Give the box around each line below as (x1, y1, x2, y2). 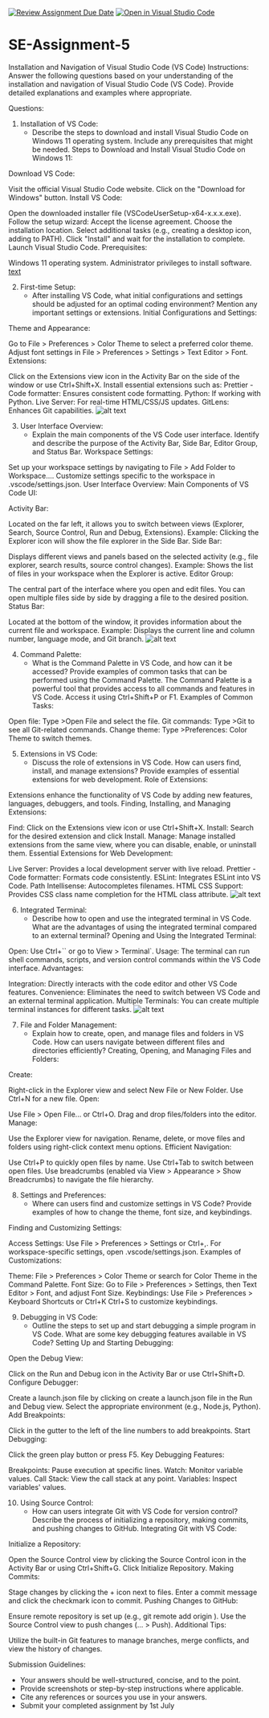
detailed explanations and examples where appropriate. (8, 88, 193, 97)
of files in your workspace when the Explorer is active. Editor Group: (8, 569, 234, 578)
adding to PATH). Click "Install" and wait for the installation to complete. (8, 234, 246, 243)
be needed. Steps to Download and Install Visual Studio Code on (31, 145, 246, 154)
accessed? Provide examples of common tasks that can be (31, 667, 227, 676)
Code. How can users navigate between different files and (31, 1037, 225, 1047)
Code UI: (8, 488, 38, 497)
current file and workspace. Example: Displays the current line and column (8, 625, 255, 635)
